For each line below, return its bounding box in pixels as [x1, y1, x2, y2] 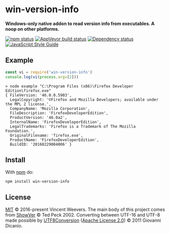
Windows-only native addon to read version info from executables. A [5, 20, 155, 27]
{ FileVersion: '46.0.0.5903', [5, 92, 72, 98]
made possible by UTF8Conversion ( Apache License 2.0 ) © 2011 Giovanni [5, 217, 161, 223]
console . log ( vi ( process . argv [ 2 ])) [5, 74, 79, 80]
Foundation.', [5, 128, 36, 133]
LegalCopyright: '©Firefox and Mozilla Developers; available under [10, 97, 159, 102]
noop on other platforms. [5, 26, 60, 32]
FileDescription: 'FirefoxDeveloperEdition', [10, 110, 109, 115]
